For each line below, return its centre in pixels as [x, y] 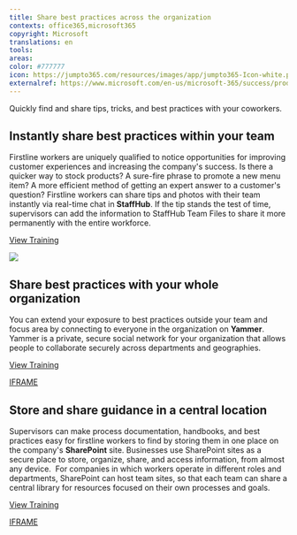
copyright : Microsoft [49, 34]
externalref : [33, 83]
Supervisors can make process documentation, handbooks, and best [135, 432]
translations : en [41, 42]
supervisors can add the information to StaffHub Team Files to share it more [147, 214]
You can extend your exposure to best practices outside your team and [138, 320]
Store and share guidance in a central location [138, 410]
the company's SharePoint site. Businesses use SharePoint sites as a [136, 450]
